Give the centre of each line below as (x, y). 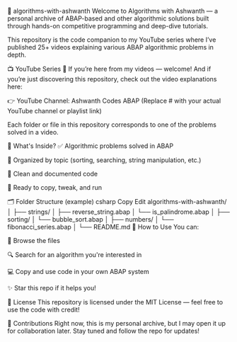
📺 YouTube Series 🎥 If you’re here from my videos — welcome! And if (109, 69)
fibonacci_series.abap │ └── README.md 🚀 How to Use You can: (103, 227)
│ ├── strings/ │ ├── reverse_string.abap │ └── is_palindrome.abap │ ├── (118, 212)
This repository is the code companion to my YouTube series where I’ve (112, 40)
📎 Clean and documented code (52, 174)
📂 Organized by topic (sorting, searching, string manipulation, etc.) (104, 160)
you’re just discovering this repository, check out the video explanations (112, 79)
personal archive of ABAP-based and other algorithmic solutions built (108, 18)
